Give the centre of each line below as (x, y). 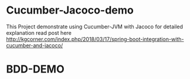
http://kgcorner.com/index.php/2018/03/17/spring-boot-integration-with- (95, 39)
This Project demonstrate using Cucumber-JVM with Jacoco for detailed (95, 27)
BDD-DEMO (35, 69)
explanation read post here (39, 32)
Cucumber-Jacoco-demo (70, 10)
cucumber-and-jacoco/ (35, 45)
